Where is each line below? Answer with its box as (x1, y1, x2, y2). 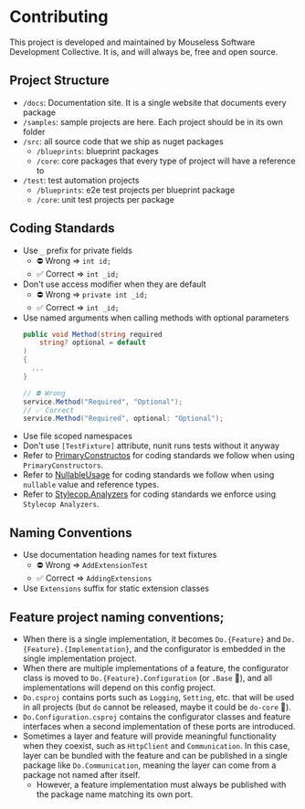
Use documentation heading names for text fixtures (22, 550, 217, 561)
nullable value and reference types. (22, 479, 160, 490)
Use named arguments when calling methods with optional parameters (22, 312, 289, 323)
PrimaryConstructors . (22, 459, 103, 471)
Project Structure (9, 73, 110, 89)
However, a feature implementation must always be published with (36, 779, 287, 790)
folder (22, 126, 46, 137)
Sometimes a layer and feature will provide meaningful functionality (22, 730, 277, 741)
